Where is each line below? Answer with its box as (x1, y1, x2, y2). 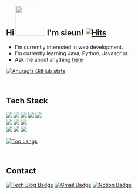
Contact (6, 166, 36, 176)
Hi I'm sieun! (6, 28, 84, 38)
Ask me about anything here (14, 56, 83, 63)
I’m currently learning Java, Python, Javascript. (14, 49, 129, 56)
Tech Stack (6, 96, 48, 106)
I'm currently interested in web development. (14, 44, 123, 51)
